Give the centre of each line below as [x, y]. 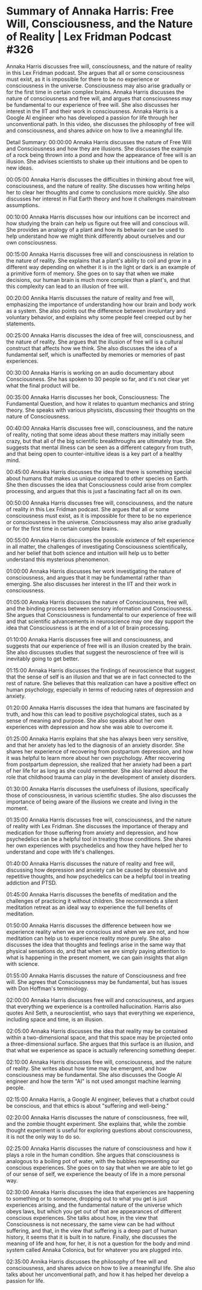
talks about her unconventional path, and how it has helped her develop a [97, 1274]
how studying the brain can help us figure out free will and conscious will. [98, 223]
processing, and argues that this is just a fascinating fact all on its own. [94, 491]
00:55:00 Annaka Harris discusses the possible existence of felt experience [100, 540]
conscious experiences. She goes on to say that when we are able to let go [99, 1167]
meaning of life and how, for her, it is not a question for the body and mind [98, 1243]
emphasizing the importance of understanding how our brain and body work [101, 304]
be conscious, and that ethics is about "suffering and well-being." [88, 1105]
